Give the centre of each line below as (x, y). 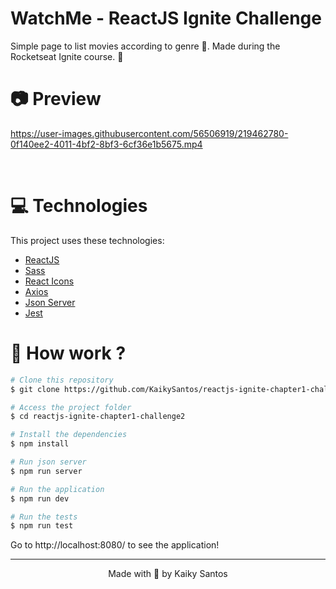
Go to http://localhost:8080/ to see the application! (115, 545)
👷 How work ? (68, 353)
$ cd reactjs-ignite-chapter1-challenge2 (98, 417)
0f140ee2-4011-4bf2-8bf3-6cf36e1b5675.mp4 (106, 144)
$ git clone (35, 389)
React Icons (49, 281)
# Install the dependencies (69, 435)
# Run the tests (44, 517)
